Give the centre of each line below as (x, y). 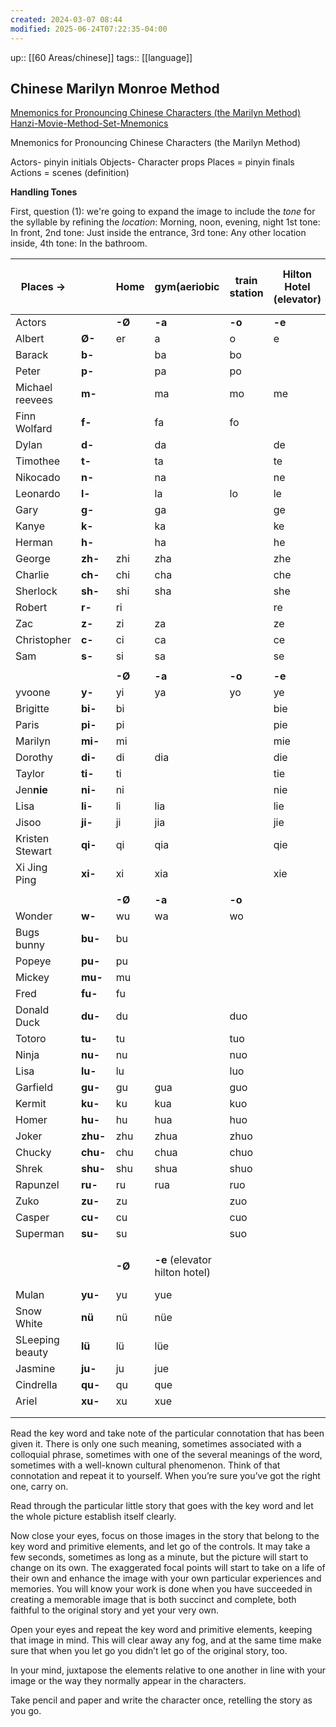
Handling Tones (44, 192)
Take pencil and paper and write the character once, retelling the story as (161, 1700)
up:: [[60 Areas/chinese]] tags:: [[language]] (101, 57)
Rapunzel (37, 1185)
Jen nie (31, 790)
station (246, 293)
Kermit (31, 1104)
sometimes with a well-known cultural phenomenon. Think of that (145, 1465)
